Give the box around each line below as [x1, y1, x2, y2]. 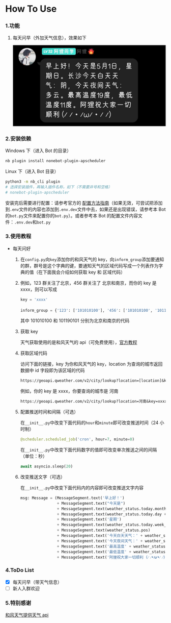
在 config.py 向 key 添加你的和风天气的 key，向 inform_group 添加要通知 [20, 256, 164, 262]
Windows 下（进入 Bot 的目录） [5, 147, 71, 154]
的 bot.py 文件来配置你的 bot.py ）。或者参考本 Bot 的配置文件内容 [5, 212, 138, 218]
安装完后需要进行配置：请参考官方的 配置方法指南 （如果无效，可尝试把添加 [5, 200, 163, 206]
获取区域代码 [20, 350, 47, 356]
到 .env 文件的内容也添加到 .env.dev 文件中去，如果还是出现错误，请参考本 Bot [5, 206, 166, 212]
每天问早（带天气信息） [12, 579, 62, 585]
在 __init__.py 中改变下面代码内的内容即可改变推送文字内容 [20, 484, 144, 490]
